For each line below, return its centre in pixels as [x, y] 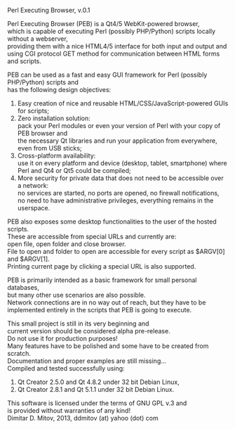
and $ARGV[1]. [29, 259]
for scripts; [33, 111]
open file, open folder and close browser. [67, 244]
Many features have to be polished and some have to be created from [108, 346]
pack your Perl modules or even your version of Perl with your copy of [119, 126]
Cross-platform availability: [56, 155]
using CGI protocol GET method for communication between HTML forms [114, 53]
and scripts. [25, 61]
